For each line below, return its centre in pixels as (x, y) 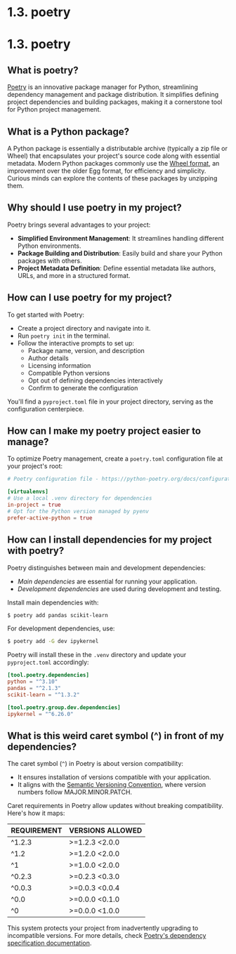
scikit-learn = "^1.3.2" (44, 695)
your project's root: (35, 466)
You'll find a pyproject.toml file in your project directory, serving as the (110, 402)
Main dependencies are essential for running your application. (107, 581)
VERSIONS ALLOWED (106, 830)
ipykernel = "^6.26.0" (40, 714)
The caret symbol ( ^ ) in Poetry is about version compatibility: (96, 764)
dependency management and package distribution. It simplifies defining (113, 95)
